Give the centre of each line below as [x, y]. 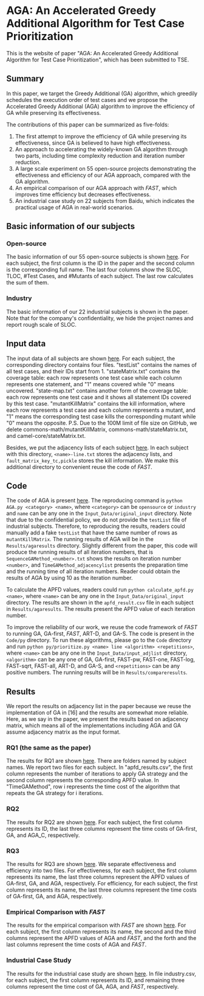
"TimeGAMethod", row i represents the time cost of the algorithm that [93, 786]
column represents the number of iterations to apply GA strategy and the [97, 774]
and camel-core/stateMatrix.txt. [46, 435]
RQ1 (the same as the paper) [49, 748]
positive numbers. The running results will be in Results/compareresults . [97, 672]
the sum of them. [28, 282]
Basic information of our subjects [71, 226]
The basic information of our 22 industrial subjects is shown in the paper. [98, 312]
